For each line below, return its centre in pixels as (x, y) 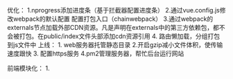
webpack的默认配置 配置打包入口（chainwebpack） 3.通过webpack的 (113, 19)
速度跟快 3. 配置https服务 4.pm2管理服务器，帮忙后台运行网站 (96, 53)
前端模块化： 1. (28, 68)
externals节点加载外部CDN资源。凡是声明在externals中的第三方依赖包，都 (113, 27)
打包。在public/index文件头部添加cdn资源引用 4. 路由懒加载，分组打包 (120, 36)
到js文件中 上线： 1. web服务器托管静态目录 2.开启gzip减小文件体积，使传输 (115, 45)
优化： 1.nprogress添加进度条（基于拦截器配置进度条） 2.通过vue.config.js (113, 10)
